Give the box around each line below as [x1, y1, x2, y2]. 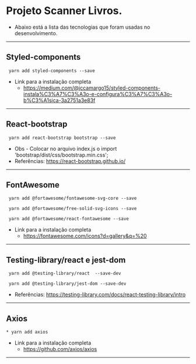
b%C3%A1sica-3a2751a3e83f [23, 97, 96, 104]
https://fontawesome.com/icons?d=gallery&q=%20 [23, 233, 147, 240]
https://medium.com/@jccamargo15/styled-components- [23, 84, 160, 91]
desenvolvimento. [14, 29, 58, 36]
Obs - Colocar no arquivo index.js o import [14, 145, 117, 152]
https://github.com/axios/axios [23, 346, 97, 352]
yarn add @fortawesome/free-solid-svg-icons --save [8, 206, 137, 212]
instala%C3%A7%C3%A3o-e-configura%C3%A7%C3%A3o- [23, 90, 173, 97]
